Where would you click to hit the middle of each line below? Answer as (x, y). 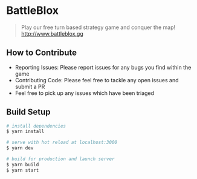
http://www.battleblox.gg (52, 33)
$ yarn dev (20, 148)
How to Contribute (42, 53)
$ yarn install (25, 132)
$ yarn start (23, 170)
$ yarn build (23, 164)
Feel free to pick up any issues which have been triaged (85, 93)
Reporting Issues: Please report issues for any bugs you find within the (103, 67)
